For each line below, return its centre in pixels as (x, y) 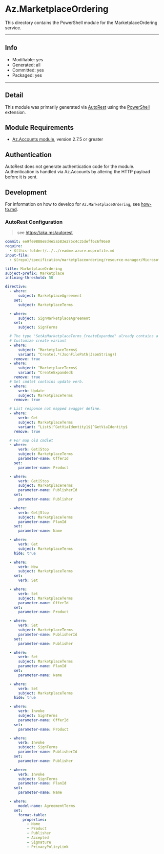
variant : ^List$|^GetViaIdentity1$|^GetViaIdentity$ (73, 427)
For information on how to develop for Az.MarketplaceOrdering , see (72, 204)
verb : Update (31, 391)
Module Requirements (40, 128)
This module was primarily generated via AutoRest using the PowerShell (78, 107)
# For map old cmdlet (31, 440)
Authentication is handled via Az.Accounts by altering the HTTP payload (78, 172)
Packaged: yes (27, 75)
